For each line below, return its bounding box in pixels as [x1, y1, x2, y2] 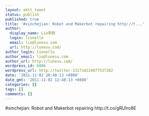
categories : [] [5, 82, 37, 87]
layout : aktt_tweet [5, 7, 46, 13]
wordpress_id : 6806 [5, 63, 46, 68]
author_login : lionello [5, 49, 55, 54]
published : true [5, 17, 39, 22]
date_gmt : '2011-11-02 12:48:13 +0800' [5, 77, 89, 82]
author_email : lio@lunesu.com [5, 54, 69, 59]
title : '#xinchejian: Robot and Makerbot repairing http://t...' [5, 21, 144, 27]
